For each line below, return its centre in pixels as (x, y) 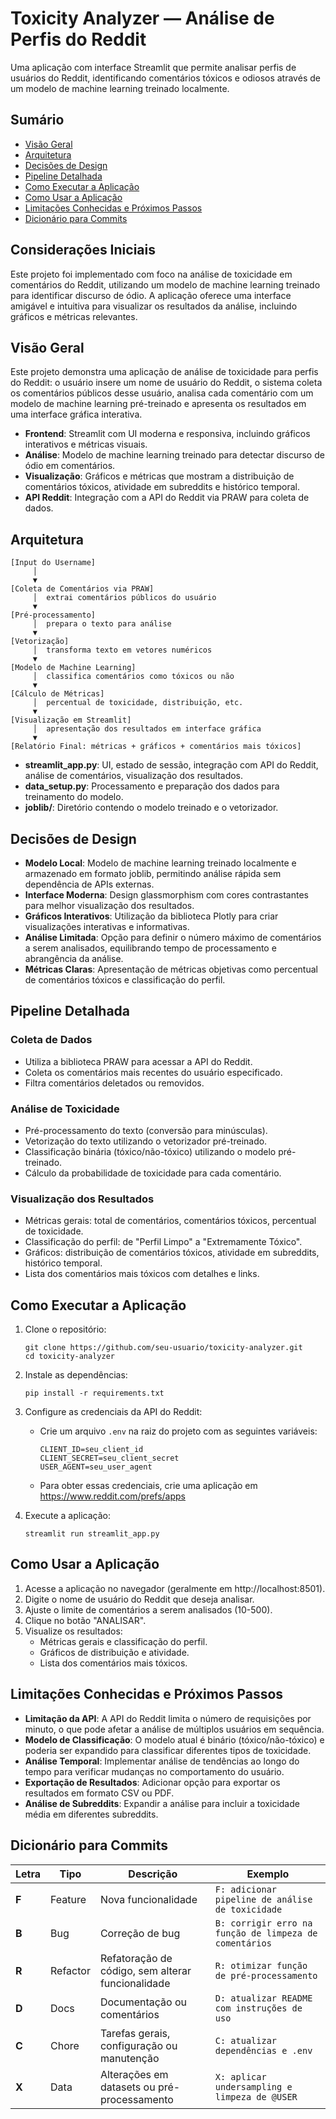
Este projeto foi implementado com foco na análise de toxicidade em (151, 274)
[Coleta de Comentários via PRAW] (82, 589)
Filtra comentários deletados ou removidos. (114, 1083)
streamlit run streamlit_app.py (92, 1534)
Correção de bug (140, 1933)
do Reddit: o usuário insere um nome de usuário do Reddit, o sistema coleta (166, 383)
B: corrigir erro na (263, 1923)
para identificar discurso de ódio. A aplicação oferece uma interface (151, 295)
